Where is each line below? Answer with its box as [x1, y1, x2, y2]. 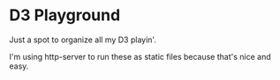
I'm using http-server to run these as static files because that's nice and [9, 51, 271, 62]
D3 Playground [9, 5, 121, 25]
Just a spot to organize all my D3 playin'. [9, 34, 157, 45]
